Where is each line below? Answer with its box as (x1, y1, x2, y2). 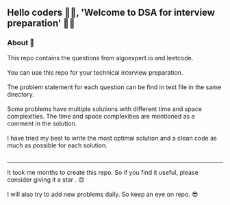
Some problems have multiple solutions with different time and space (7, 104, 202, 113)
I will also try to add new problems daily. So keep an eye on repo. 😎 (7, 190, 199, 198)
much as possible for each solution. (7, 141, 108, 149)
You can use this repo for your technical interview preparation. (7, 68, 183, 76)
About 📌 (7, 38, 35, 48)
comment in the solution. (7, 119, 77, 128)
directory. (7, 90, 34, 98)
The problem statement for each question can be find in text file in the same (7, 83, 222, 91)
